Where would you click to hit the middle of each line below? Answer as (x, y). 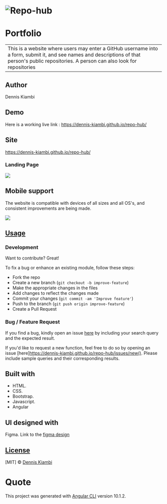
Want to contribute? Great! (32, 258)
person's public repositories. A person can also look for (72, 61)
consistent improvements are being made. (48, 208)
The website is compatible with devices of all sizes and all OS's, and (75, 203)
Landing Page (22, 165)
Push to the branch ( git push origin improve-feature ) (69, 304)
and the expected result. (30, 338)
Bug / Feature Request (33, 322)
